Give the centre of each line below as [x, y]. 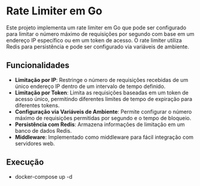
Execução [25, 162]
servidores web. [35, 143]
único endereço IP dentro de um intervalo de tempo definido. [90, 86]
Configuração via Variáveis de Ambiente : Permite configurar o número [103, 111]
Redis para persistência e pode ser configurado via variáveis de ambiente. [98, 47]
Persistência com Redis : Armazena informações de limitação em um [100, 124]
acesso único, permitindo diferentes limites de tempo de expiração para [104, 99]
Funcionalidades [38, 65]
